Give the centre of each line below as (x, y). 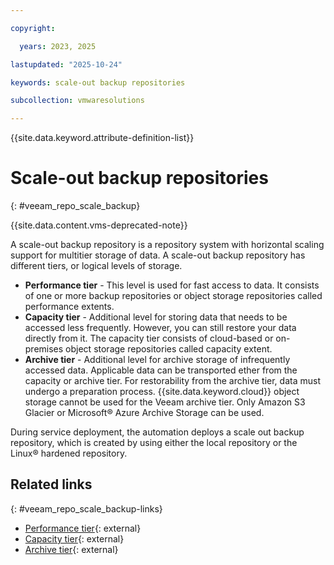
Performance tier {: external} (83, 528)
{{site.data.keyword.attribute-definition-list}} (102, 138)
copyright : (33, 28)
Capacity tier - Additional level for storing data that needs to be (156, 317)
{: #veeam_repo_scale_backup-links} (86, 508)
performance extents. (69, 307)
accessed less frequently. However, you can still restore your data (160, 328)
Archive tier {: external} (71, 549)
